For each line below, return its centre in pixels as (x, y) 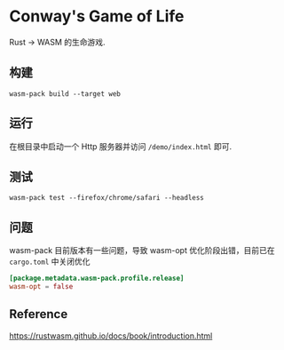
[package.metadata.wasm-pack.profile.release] (97, 278)
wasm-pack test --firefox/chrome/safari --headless (106, 198)
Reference (39, 314)
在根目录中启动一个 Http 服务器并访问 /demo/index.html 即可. (121, 146)
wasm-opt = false (41, 287)
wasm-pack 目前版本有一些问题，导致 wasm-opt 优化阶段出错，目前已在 (142, 251)
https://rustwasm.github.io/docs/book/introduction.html (111, 336)
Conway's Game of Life (97, 16)
